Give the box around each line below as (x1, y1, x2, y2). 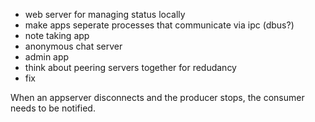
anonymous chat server (24, 40, 123, 52)
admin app (24, 51, 70, 63)
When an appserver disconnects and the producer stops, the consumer (10, 92, 305, 103)
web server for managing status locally (24, 9, 186, 20)
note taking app (24, 30, 90, 41)
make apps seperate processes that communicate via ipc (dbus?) (24, 19, 295, 31)
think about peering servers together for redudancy (24, 62, 237, 73)
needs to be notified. (10, 102, 96, 114)
